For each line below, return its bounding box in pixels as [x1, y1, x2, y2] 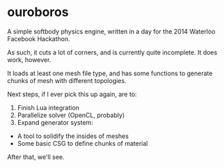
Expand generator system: [17, 118, 94, 126]
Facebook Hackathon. [7, 34, 71, 43]
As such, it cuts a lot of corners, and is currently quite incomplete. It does [7, 48, 218, 56]
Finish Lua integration [17, 103, 80, 112]
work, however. [7, 55, 51, 63]
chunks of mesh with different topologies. [7, 76, 127, 84]
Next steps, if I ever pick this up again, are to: [7, 90, 137, 98]
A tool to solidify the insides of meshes [17, 132, 129, 140]
